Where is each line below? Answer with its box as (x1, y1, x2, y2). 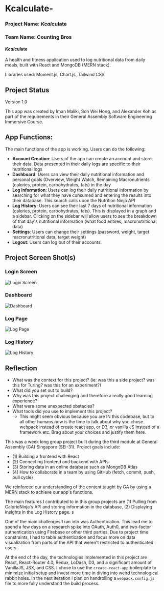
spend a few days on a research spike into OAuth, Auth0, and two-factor (5, 524, 151, 530)
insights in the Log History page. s (5, 509, 74, 515)
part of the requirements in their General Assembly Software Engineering (5, 114, 152, 119)
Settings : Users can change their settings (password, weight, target (12, 229, 150, 235)
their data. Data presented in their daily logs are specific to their (12, 161, 141, 167)
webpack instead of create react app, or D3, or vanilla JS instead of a (19, 424, 160, 430)
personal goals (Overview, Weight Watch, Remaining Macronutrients (12, 177, 150, 182)
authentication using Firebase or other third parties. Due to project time (5, 529, 149, 535)
